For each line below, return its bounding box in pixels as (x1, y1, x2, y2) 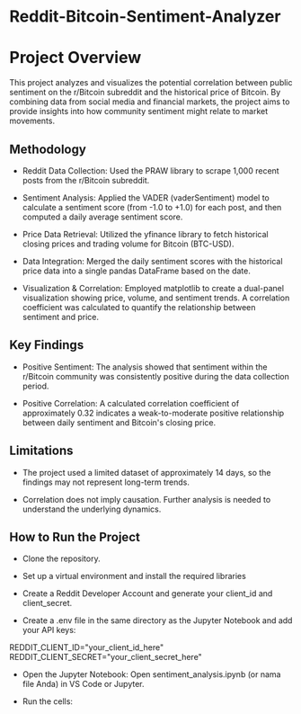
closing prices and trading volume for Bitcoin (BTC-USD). (22, 238, 235, 249)
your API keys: (22, 625, 76, 636)
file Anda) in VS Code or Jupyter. (22, 679, 146, 690)
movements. (9, 115, 56, 127)
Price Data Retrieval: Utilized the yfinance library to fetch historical (22, 228, 270, 239)
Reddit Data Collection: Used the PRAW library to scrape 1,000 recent (22, 165, 280, 176)
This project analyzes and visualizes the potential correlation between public (9, 77, 293, 88)
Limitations (9, 443, 74, 459)
